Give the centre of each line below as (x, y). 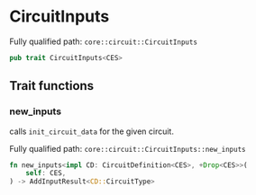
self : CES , (46, 173)
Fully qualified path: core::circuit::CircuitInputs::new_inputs (128, 148)
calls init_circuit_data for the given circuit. (91, 131)
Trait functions (52, 86)
